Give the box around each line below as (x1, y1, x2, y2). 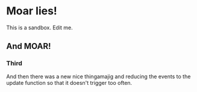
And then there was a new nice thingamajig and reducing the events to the (6, 73, 191, 80)
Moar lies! (6, 4, 57, 18)
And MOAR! (6, 41, 51, 51)
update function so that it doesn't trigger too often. (6, 79, 133, 86)
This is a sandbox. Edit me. (6, 24, 73, 31)
